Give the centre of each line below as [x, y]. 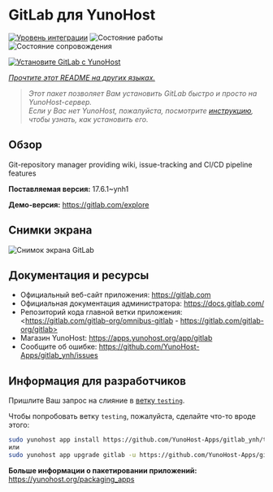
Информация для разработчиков [97, 381]
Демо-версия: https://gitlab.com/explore [79, 204]
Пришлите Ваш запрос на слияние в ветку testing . [97, 401]
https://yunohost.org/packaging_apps [71, 479]
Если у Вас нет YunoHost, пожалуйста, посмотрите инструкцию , [141, 111]
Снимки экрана [50, 231]
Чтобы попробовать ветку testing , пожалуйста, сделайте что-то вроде [132, 416]
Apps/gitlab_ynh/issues [59, 355]
